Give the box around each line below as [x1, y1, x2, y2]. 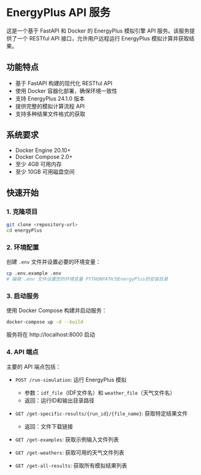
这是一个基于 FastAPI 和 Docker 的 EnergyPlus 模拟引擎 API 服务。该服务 [6, 27, 190, 34]
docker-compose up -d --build [6, 319, 84, 325]
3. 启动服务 [6, 292, 39, 300]
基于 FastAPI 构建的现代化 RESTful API [15, 79, 113, 86]
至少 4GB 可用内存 [15, 160, 63, 167]
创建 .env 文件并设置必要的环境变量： [6, 258, 101, 265]
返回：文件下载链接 [24, 422, 74, 430]
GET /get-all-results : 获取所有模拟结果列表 [15, 462, 127, 469]
